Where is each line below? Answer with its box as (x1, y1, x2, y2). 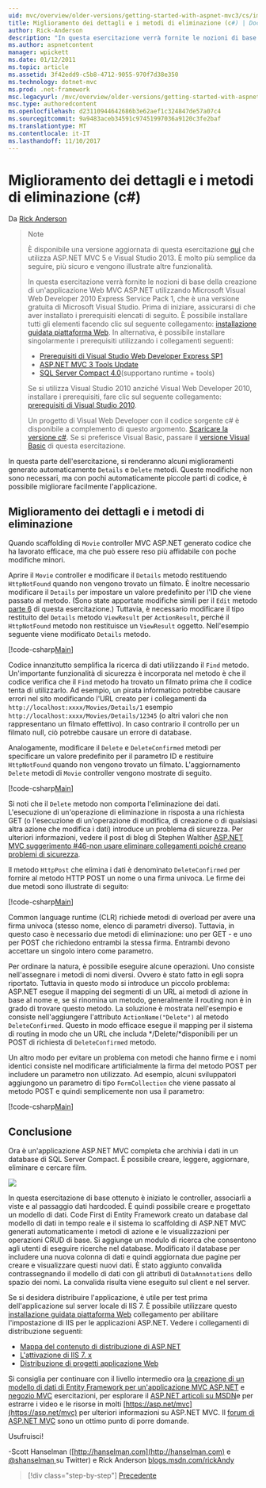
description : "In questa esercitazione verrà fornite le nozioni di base (8, 33, 257, 42)
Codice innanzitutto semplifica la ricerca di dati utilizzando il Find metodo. (8, 660, 249, 670)
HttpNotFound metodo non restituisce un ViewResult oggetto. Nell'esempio (8, 621, 249, 631)
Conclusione (8, 1125, 73, 1138)
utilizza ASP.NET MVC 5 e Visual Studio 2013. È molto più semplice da (27, 253, 256, 263)
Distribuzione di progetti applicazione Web (19, 1359, 159, 1368)
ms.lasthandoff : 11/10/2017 (8, 136, 101, 145)
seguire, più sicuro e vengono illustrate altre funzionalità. (27, 262, 214, 271)
